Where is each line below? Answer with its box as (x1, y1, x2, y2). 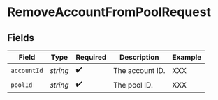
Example (172, 53, 202, 62)
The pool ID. (112, 80, 154, 90)
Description (119, 53, 159, 62)
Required (75, 53, 107, 62)
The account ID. (112, 65, 166, 75)
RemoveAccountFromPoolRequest (7, 4, 212, 20)
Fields (7, 32, 35, 44)
